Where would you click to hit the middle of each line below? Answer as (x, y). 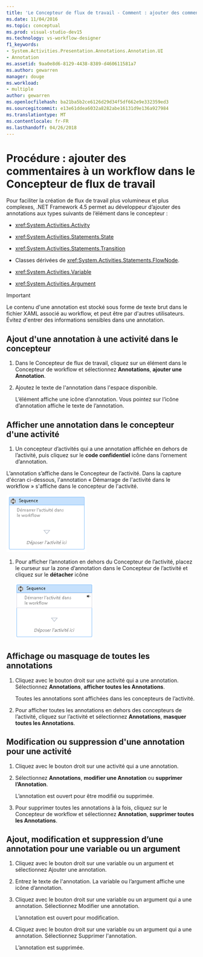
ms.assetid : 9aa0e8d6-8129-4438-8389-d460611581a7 (71, 63)
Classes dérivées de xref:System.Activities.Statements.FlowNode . (97, 261)
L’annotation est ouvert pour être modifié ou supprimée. (84, 796)
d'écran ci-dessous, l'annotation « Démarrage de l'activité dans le (89, 479)
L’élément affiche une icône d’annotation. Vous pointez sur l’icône (97, 400)
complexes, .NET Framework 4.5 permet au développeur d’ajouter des (94, 207)
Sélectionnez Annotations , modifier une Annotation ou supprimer (98, 777)
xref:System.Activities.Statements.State (64, 237)
